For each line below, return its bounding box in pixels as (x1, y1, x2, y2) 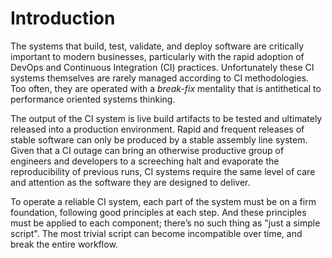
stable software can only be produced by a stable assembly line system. (10, 133, 308, 146)
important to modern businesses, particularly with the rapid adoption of (10, 50, 305, 62)
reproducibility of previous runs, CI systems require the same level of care (10, 165, 316, 177)
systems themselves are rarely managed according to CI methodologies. (10, 72, 310, 84)
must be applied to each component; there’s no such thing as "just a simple (10, 217, 321, 229)
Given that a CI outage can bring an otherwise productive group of (10, 144, 285, 156)
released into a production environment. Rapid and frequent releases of (10, 123, 305, 135)
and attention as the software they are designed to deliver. (10, 176, 251, 188)
